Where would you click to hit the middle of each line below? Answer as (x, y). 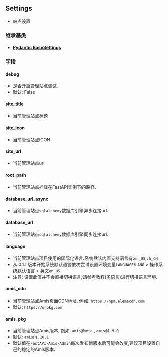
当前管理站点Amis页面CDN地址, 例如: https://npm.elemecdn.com (78, 301)
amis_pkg (16, 319)
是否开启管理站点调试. (35, 86)
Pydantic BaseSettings (37, 48)
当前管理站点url (28, 163)
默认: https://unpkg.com (37, 307)
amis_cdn (16, 289)
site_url (13, 151)
